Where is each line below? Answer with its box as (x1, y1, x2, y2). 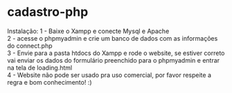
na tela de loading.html (7, 63, 73, 72)
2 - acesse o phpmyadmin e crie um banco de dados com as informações (7, 34, 218, 42)
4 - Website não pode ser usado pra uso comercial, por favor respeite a (7, 70, 212, 79)
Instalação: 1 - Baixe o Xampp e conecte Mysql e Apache (7, 27, 170, 35)
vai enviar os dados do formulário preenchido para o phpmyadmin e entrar (7, 56, 220, 64)
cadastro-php (7, 4, 89, 20)
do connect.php (7, 41, 53, 50)
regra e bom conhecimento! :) (7, 78, 92, 86)
